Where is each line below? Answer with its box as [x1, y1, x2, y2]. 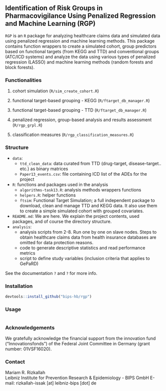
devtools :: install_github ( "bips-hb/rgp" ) [5, 294, 92, 299]
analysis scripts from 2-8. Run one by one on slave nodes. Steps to [19, 229, 157, 235]
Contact [5, 358, 25, 365]
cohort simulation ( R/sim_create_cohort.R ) [12, 88, 99, 94]
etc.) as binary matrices [19, 166, 68, 172]
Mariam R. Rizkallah [5, 370, 46, 376]
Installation [5, 283, 33, 290]
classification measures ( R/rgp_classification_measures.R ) [12, 131, 134, 138]
